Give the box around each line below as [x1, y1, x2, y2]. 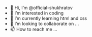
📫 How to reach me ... [10, 26, 57, 32]
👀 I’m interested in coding [10, 10, 64, 16]
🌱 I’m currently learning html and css [10, 15, 87, 21]
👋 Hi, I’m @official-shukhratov [10, 5, 73, 10]
